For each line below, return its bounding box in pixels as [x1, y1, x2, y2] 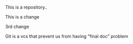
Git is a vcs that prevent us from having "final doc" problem [5, 33, 128, 39]
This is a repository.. [5, 4, 48, 10]
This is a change [5, 14, 39, 19]
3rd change [5, 23, 29, 29]
